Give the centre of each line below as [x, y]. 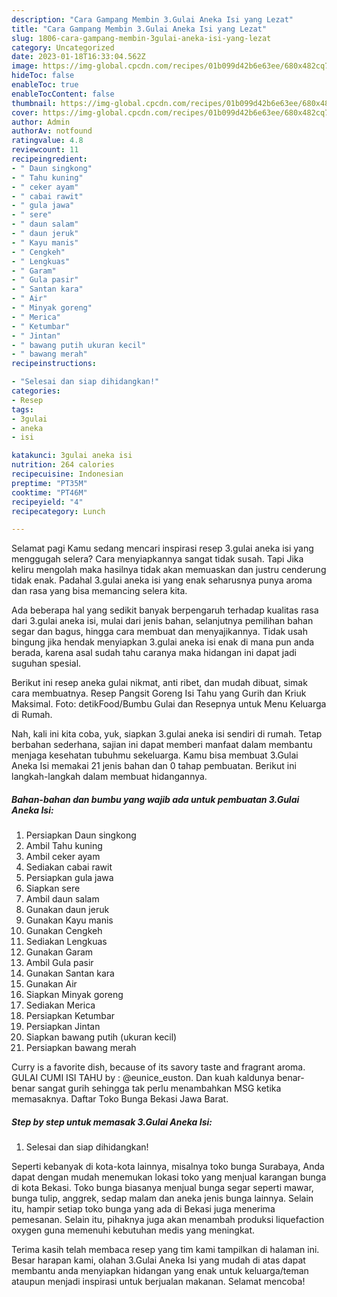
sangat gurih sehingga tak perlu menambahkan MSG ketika [159, 1088]
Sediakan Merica [60, 1005]
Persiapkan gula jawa [69, 878]
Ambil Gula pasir [59, 963]
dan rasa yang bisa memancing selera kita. [99, 591]
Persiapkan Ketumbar [70, 1016]
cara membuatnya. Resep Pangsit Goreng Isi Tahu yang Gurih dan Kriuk [159, 693]
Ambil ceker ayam [63, 857]
